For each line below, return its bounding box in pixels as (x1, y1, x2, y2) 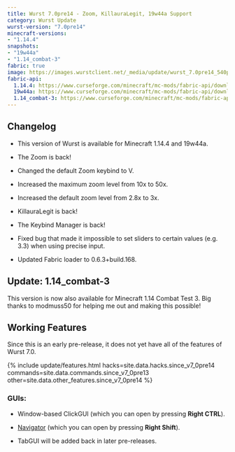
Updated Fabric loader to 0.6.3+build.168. (17, 255, 137, 263)
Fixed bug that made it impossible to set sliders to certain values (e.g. (17, 234, 218, 242)
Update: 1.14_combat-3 (7, 276, 111, 288)
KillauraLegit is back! (17, 207, 78, 216)
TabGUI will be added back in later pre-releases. (17, 437, 157, 445)
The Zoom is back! (17, 153, 72, 161)
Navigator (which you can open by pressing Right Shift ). (17, 423, 180, 431)
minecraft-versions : (7, 29, 68, 37)
